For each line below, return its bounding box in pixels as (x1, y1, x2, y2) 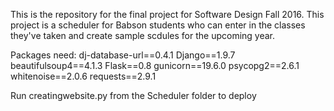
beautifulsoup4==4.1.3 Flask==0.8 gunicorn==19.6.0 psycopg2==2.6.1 (10, 60, 300, 71)
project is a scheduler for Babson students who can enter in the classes (10, 19, 306, 31)
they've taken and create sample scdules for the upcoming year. (10, 30, 276, 41)
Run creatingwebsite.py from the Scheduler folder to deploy (10, 90, 257, 101)
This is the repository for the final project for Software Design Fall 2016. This (10, 9, 325, 20)
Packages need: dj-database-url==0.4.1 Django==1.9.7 (10, 49, 236, 61)
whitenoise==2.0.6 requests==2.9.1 (10, 70, 157, 82)
